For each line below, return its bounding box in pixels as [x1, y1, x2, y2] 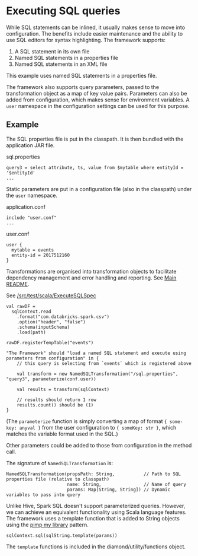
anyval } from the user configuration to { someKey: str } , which [19, 424, 177, 431]
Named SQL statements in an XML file [14, 61, 108, 68]
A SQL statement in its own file [14, 47, 90, 55]
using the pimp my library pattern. [6, 521, 89, 528]
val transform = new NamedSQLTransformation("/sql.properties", [17, 371, 178, 377]
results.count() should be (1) [17, 402, 94, 408]
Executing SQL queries [6, 4, 121, 18]
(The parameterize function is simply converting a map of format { [6, 417, 167, 425]
